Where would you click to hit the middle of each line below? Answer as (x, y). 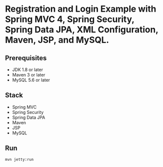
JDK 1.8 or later (27, 70)
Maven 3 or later (29, 75)
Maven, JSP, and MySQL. (57, 40)
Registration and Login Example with (81, 9)
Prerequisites (26, 58)
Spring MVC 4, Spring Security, (70, 19)
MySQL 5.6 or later (31, 80)
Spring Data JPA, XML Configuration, (82, 30)
